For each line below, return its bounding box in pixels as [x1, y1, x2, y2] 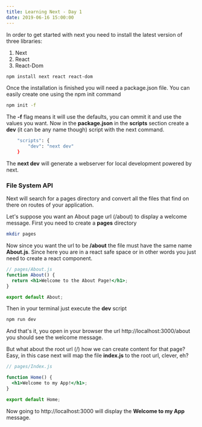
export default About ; [6, 294, 63, 300]
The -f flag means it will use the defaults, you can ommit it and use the [6, 113, 182, 120]
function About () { [6, 272, 55, 278]
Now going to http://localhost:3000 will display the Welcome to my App [6, 407, 185, 414]
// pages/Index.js [6, 364, 52, 370]
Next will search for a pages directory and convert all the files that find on [6, 195, 189, 202]
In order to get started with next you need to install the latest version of [6, 31, 183, 38]
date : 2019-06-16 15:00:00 [6, 14, 74, 20]
